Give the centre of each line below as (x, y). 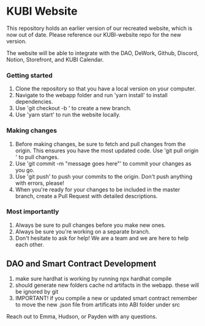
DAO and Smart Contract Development (81, 264)
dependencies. (34, 102)
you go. (25, 170)
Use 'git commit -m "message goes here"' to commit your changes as (103, 163)
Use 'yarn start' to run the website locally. (68, 115)
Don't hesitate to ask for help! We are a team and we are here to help (102, 238)
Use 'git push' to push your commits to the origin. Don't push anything (104, 176)
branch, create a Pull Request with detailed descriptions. (86, 196)
